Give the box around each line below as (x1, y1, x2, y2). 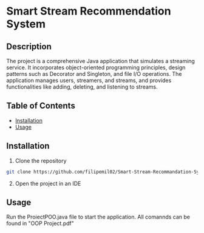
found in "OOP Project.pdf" (6, 220, 75, 227)
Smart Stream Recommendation (6, 4, 171, 18)
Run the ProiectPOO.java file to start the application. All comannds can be (6, 214, 190, 221)
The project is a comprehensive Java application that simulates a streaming (6, 58, 195, 64)
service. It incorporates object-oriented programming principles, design (6, 64, 186, 71)
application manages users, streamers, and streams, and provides (6, 77, 172, 84)
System (6, 17, 46, 31)
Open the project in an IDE (15, 180, 81, 187)
